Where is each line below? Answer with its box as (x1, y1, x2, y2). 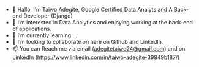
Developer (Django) (23, 12, 73, 19)
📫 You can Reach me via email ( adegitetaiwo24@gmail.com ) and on (12, 45, 186, 52)
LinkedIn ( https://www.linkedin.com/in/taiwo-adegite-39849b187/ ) (12, 54, 180, 61)
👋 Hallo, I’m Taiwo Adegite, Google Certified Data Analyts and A (12, 6, 173, 13)
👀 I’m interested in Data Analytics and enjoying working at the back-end (12, 19, 193, 26)
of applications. (12, 25, 52, 32)
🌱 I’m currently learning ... (12, 32, 78, 39)
